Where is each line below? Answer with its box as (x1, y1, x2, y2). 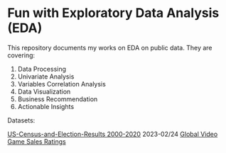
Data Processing (17, 64, 66, 73)
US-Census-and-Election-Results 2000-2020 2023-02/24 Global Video (7, 130, 218, 138)
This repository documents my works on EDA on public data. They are (7, 43, 212, 52)
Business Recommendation (17, 94, 98, 103)
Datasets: (7, 115, 36, 125)
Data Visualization (17, 87, 71, 96)
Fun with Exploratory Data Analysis (7, 5, 220, 21)
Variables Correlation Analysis (17, 79, 107, 88)
